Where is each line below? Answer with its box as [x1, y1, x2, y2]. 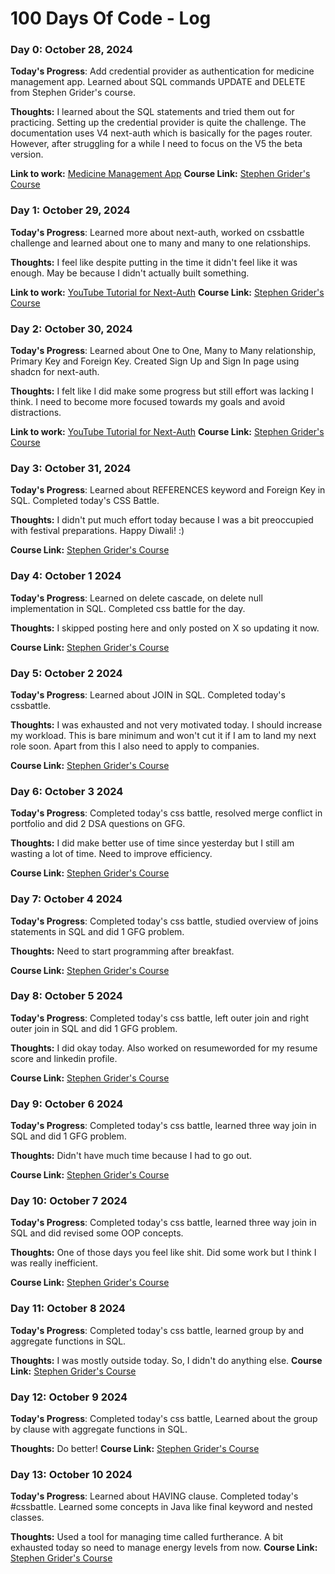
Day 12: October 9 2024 [10, 1390, 128, 1404]
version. [10, 148, 44, 161]
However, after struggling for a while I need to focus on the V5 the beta [10, 138, 303, 150]
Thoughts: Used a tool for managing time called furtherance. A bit [10, 1531, 284, 1543]
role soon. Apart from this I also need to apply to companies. [10, 740, 260, 752]
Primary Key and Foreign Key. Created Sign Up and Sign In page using [10, 355, 300, 367]
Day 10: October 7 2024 [10, 1194, 128, 1208]
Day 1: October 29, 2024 [10, 203, 131, 217]
